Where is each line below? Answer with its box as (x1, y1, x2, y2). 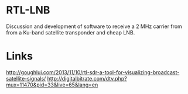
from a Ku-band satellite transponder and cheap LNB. (6, 29, 135, 36)
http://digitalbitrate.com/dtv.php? (47, 75, 127, 82)
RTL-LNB (6, 4, 50, 17)
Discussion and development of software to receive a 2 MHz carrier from (6, 23, 183, 30)
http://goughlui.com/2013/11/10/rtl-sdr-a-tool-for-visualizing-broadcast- (6, 68, 180, 76)
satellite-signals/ (6, 75, 46, 82)
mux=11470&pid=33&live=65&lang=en (6, 81, 98, 88)
